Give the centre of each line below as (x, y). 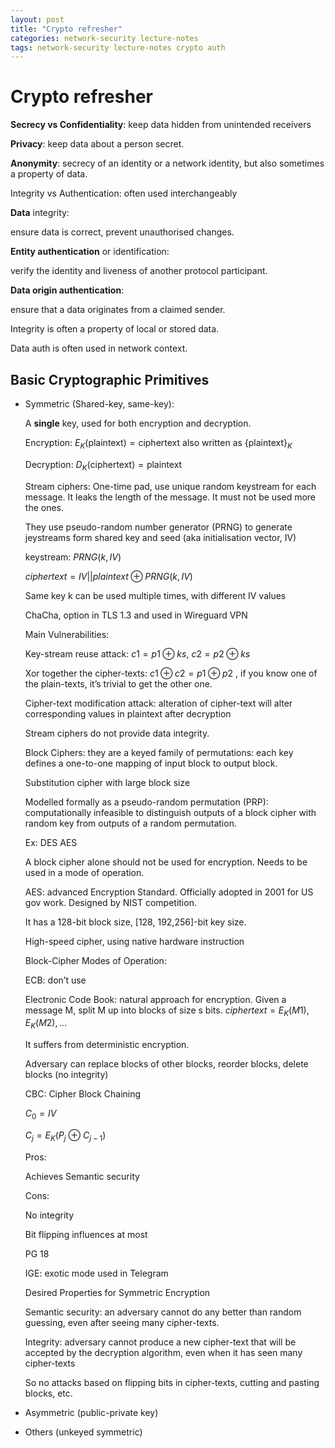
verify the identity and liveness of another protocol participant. (139, 271)
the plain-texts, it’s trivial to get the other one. (118, 683)
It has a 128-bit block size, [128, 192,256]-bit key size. (135, 922)
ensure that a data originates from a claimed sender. (118, 310)
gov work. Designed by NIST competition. (110, 902)
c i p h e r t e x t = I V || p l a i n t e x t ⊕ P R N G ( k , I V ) (108, 576)
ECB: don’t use (55, 980)
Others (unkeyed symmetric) (83, 1432)
